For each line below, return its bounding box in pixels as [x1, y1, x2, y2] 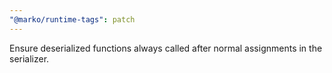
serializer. [9, 52, 50, 65]
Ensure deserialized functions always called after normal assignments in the [9, 42, 323, 54]
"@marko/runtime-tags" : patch [9, 14, 136, 25]
